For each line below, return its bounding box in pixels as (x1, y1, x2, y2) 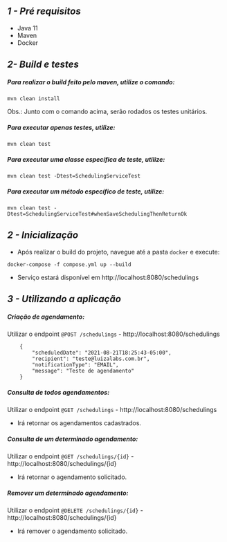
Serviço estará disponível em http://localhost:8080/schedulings (17, 273, 199, 281)
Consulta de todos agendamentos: (7, 388, 110, 396)
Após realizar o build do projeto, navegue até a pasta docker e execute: (17, 247, 220, 256)
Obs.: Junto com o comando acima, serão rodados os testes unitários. (7, 107, 208, 116)
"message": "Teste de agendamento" (32, 368, 135, 375)
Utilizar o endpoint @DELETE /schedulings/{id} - (7, 506, 143, 514)
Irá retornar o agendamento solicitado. (17, 473, 127, 481)
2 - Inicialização (7, 230, 78, 241)
